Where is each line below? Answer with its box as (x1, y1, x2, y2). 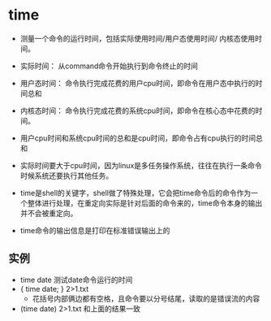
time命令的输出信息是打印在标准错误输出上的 (19, 225, 170, 235)
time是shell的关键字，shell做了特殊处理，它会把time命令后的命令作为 (19, 188, 252, 197)
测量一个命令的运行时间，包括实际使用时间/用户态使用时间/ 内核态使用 (19, 33, 256, 43)
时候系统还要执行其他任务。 (19, 171, 114, 180)
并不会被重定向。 (19, 208, 78, 218)
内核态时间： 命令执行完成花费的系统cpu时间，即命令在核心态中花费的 (19, 106, 256, 115)
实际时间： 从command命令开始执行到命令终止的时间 (19, 61, 199, 71)
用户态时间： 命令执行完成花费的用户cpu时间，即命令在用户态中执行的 (19, 78, 256, 88)
